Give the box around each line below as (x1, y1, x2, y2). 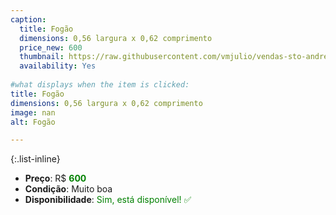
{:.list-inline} (10, 153, 61, 165)
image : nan (10, 107, 56, 118)
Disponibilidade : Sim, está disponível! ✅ (24, 194, 192, 206)
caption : (10, 14, 47, 25)
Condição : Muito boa (24, 183, 113, 195)
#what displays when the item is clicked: (10, 80, 190, 90)
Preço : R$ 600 (24, 172, 87, 185)
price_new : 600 (19, 42, 83, 53)
